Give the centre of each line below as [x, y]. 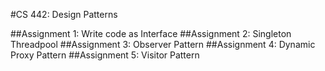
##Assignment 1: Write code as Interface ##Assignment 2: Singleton [151, 33]
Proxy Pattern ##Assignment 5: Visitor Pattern [105, 55]
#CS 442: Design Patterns [64, 14]
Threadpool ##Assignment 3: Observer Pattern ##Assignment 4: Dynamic [163, 44]
